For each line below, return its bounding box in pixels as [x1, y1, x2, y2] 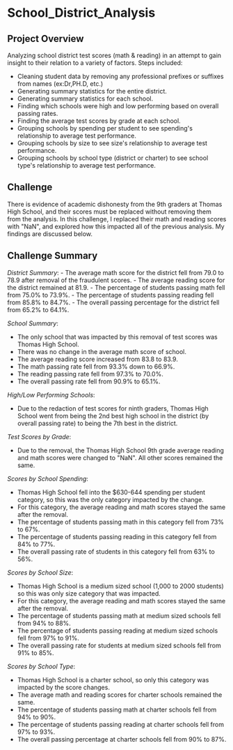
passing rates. [17, 110, 58, 117]
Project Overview [7, 33, 84, 45]
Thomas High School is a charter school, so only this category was [17, 675, 209, 684]
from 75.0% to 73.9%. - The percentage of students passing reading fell [7, 291, 214, 299]
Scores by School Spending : [7, 474, 89, 483]
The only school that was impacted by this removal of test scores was [17, 332, 218, 341]
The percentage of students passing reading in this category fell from [17, 532, 217, 541]
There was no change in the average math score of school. [17, 347, 186, 355]
